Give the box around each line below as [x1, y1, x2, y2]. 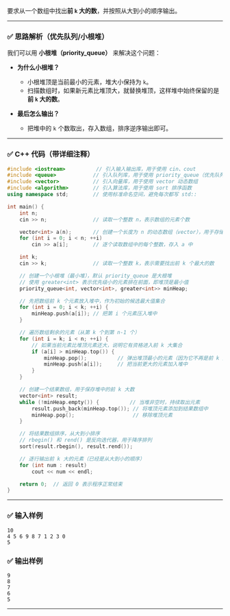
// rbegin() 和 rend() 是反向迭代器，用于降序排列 [19, 437, 153, 444]
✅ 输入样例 [7, 511, 43, 521]
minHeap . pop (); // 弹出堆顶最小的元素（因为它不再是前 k [43, 355, 220, 362]
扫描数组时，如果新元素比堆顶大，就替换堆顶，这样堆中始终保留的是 [27, 86, 220, 95]
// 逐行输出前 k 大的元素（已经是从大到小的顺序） [19, 455, 145, 462]
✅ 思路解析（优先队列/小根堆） [7, 32, 109, 41]
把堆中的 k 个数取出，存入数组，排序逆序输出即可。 [27, 124, 172, 132]
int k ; [19, 254, 38, 261]
